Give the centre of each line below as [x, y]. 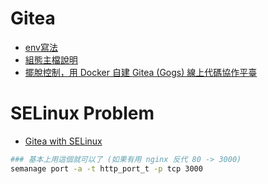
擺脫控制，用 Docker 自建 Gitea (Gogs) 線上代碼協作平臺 [141, 72]
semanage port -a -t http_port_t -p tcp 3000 [106, 168]
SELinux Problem [82, 113]
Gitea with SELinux [63, 141]
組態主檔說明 [51, 59]
